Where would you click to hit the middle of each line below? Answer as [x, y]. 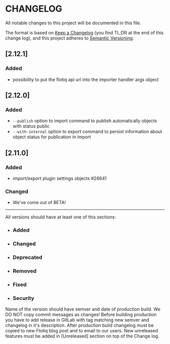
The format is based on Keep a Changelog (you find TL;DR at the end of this [84, 32]
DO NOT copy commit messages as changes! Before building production [81, 315]
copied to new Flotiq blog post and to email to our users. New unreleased [82, 331]
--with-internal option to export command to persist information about [87, 132]
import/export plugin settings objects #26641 [60, 178]
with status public [31, 126]
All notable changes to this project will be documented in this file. [73, 23]
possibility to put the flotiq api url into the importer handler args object [86, 80]
